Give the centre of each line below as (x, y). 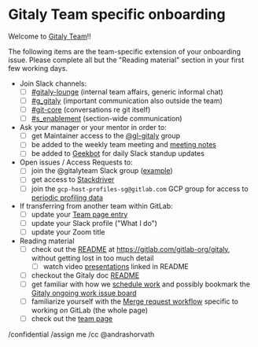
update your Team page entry (79, 214)
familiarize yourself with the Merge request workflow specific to (135, 301)
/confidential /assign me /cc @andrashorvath (81, 334)
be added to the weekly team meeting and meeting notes (123, 145)
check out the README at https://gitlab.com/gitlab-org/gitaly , (131, 249)
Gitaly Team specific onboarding (117, 15)
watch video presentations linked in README (116, 266)
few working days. (38, 68)
